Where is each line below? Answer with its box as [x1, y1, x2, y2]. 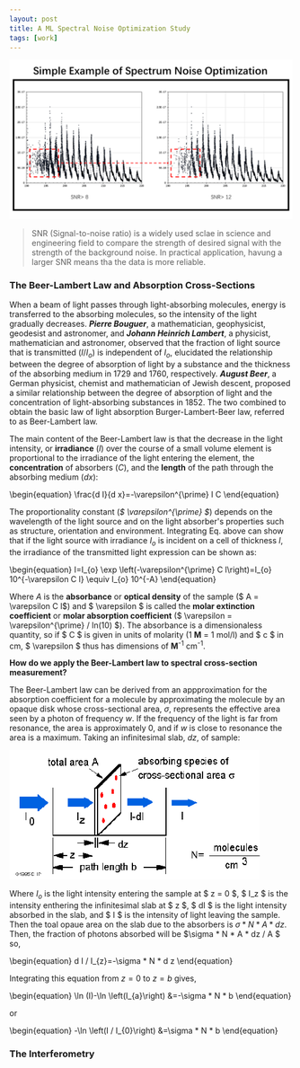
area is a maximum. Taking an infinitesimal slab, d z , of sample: [9, 732, 241, 743]
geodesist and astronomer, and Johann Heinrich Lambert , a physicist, [9, 328, 271, 339]
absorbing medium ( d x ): [9, 472, 99, 482]
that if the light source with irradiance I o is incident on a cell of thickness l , [9, 534, 284, 548]
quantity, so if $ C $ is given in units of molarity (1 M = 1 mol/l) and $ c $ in [9, 629, 285, 640]
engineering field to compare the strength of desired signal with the [31, 237, 282, 248]
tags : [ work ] [9, 33, 58, 42]
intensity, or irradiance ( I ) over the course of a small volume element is [9, 443, 272, 454]
